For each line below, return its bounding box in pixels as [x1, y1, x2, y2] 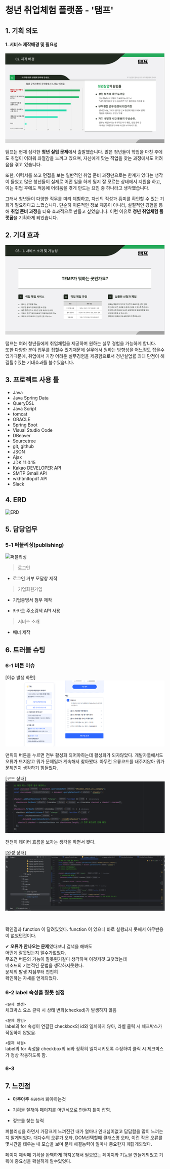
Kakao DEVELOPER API [12, 465, 62, 471]
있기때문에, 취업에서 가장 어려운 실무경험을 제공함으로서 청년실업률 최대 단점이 [5, 353, 159, 359]
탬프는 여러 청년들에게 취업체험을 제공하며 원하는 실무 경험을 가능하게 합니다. [5, 340, 157, 346]
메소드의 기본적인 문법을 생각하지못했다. [5, 962, 84, 968]
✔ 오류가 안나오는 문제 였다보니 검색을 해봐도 [5, 944, 93, 950]
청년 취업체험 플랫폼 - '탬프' [5, 5, 114, 16]
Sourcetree [12, 438, 36, 444]
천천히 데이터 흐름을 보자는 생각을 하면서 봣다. [5, 839, 96, 845]
